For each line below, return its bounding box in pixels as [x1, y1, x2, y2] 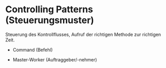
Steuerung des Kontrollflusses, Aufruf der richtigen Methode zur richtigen [5, 31, 161, 37]
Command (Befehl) [12, 47, 53, 53]
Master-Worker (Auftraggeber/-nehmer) [12, 56, 97, 62]
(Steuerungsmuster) [5, 14, 94, 26]
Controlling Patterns [5, 4, 93, 15]
